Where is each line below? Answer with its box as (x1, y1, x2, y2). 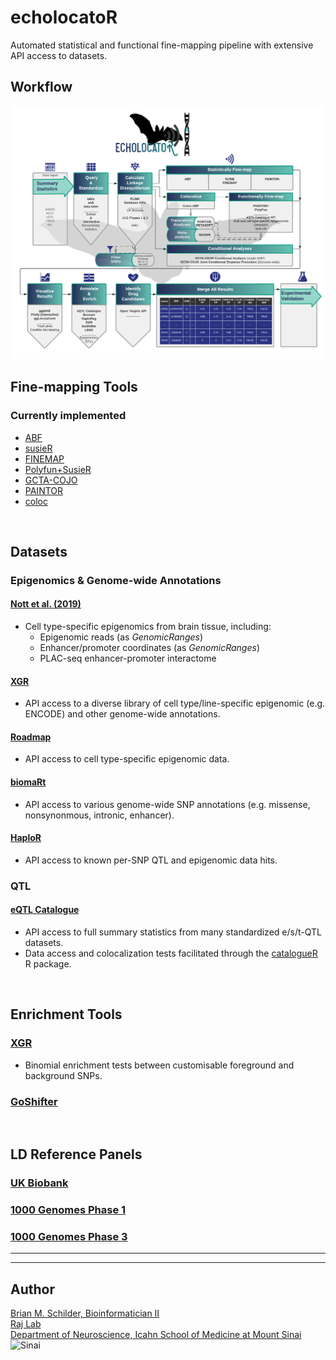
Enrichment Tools (10, 1006, 123, 1023)
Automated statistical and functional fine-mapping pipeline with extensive (10, 39, 314, 51)
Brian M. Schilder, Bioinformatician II (10, 1307, 160, 1320)
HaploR (10, 832, 42, 844)
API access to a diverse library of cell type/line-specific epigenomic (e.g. (24, 697, 326, 710)
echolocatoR (10, 6, 118, 29)
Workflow (10, 79, 73, 96)
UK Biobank (10, 1176, 69, 1190)
